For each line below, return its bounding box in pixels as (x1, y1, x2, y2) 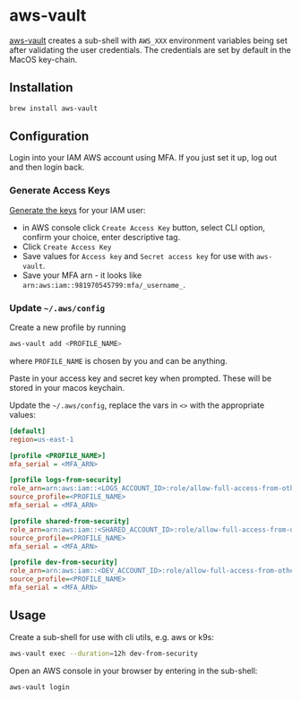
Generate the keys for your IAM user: (9, 204, 146, 215)
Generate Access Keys (9, 185, 110, 197)
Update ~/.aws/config (9, 301, 106, 314)
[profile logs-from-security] (9, 476, 123, 485)
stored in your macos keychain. (9, 382, 125, 393)
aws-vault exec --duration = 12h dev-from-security (9, 649, 199, 658)
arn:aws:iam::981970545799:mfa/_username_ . (21, 279, 186, 290)
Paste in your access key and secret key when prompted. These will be (9, 373, 271, 384)
